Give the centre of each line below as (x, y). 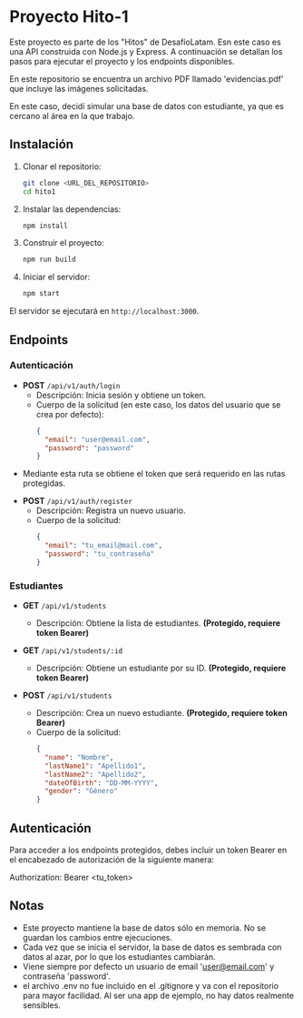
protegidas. (44, 483)
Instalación (42, 144)
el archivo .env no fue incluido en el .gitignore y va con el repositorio (151, 985)
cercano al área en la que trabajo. (72, 116)
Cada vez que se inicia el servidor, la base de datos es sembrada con (152, 947)
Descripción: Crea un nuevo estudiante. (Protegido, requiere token (162, 713)
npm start (41, 294)
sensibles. (41, 1005)
